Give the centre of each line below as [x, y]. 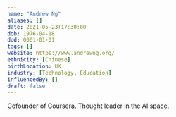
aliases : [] [25, 20]
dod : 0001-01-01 [31, 40]
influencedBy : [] [33, 79]
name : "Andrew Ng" [34, 14]
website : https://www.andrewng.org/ [61, 54]
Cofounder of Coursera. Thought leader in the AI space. [88, 106]
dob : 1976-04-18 [31, 33]
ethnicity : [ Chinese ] [39, 60]
